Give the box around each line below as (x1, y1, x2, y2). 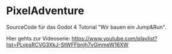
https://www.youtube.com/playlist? (71, 35, 158, 42)
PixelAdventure (6, 4, 85, 18)
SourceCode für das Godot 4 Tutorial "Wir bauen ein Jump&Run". (6, 23, 167, 31)
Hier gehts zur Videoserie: (6, 35, 70, 42)
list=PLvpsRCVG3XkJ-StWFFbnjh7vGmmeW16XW (6, 41, 129, 48)
